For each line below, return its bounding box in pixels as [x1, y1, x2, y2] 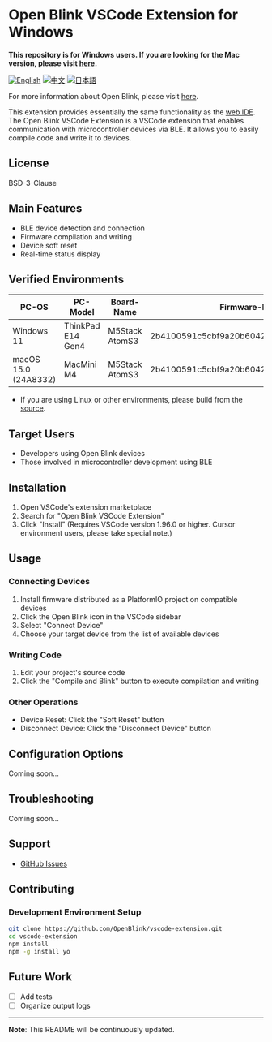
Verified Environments [8, 272, 124, 286]
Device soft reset [19, 240, 78, 250]
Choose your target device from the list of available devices [19, 629, 219, 639]
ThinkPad [63, 321, 100, 332]
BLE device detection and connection [19, 223, 146, 233]
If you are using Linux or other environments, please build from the [19, 395, 243, 405]
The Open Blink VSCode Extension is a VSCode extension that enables [8, 115, 244, 125]
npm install [8, 940, 49, 949]
